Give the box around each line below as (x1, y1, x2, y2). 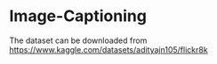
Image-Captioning (9, 6, 147, 26)
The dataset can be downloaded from (9, 35, 148, 46)
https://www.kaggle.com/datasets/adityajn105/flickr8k (9, 44, 208, 54)
